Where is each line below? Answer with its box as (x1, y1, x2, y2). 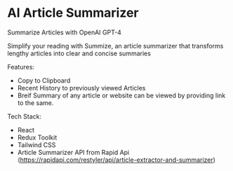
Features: (7, 62, 35, 71)
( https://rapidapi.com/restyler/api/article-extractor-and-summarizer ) (17, 156, 216, 164)
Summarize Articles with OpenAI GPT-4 (7, 28, 121, 36)
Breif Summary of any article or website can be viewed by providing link (17, 91, 226, 100)
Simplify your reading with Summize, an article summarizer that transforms (7, 41, 224, 50)
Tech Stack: (7, 112, 42, 121)
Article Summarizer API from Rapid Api (17, 148, 130, 156)
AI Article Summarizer (7, 5, 139, 21)
